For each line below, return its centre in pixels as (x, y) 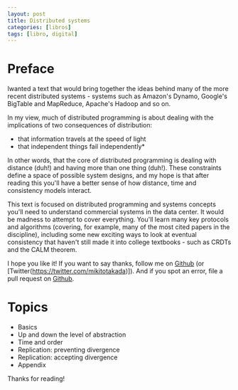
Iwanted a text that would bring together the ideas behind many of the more (118, 89)
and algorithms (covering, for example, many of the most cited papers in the (119, 227)
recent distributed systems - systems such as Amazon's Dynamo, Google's (117, 96)
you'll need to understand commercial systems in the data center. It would (116, 212)
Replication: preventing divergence (69, 350)
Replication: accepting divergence (68, 357)
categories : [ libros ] (39, 27)
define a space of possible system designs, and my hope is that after (108, 176)
